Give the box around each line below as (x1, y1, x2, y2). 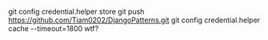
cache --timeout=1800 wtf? (8, 24, 99, 33)
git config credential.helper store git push (8, 7, 145, 16)
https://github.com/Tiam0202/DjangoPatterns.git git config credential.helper (8, 15, 261, 25)
